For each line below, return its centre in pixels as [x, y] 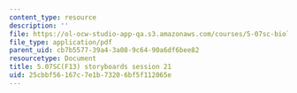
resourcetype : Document [53, 58]
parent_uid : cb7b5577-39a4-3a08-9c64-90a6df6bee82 [104, 50]
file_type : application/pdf [61, 42]
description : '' [39, 26]
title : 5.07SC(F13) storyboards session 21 [91, 67]
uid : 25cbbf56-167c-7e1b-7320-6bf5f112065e [91, 75]
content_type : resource [53, 17]
